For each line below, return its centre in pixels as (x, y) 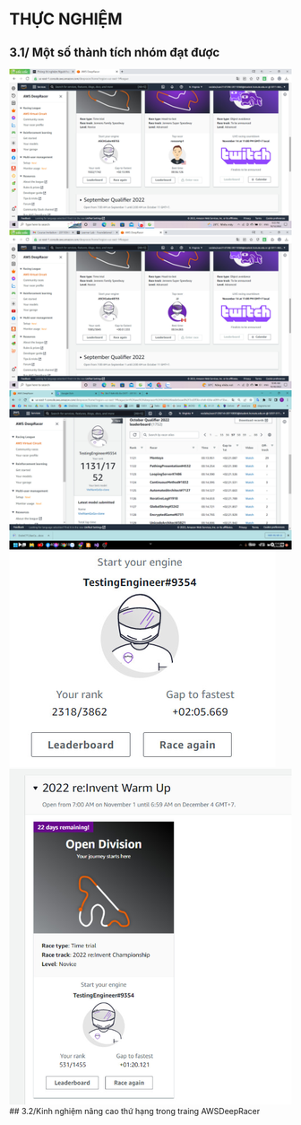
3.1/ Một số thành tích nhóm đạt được (115, 52)
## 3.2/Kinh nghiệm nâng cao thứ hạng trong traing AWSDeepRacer (135, 1111)
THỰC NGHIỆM (66, 19)
